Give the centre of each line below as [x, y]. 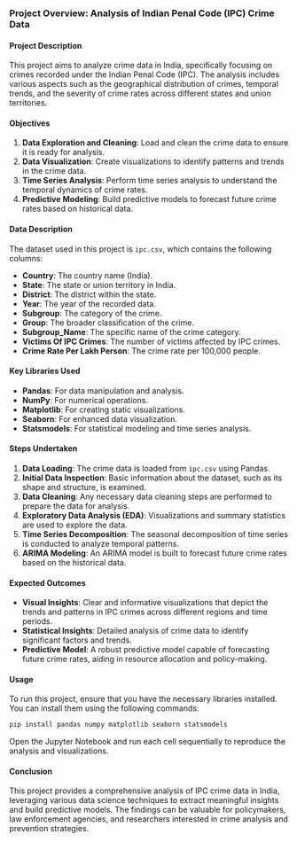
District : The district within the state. [89, 294]
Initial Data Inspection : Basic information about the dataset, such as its [152, 478]
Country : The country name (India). [87, 275]
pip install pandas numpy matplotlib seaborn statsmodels [118, 725]
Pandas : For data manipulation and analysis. [103, 390]
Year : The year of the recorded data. [89, 303]
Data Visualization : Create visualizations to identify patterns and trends [153, 161]
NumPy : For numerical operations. [85, 400]
